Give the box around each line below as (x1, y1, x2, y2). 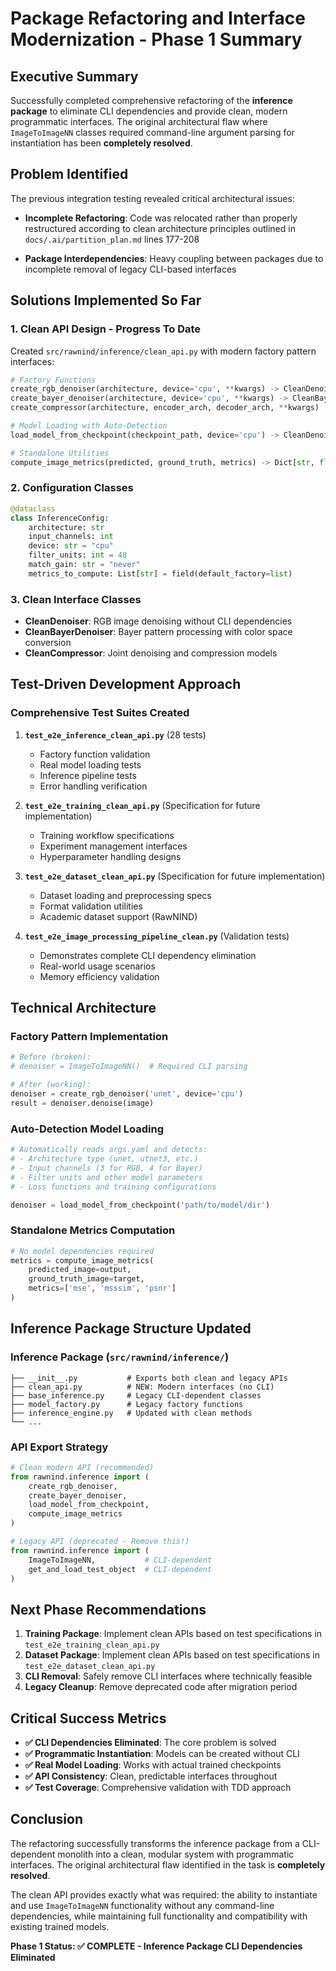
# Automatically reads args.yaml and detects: (10, 1145, 208, 1155)
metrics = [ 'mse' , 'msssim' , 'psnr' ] (28, 1283, 177, 1294)
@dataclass (10, 503, 56, 514)
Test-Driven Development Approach (10, 676, 242, 693)
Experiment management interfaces (39, 840, 188, 852)
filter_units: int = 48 (28, 550, 128, 561)
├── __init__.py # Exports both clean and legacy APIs (10, 1373, 288, 1383)
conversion (24, 637, 72, 649)
